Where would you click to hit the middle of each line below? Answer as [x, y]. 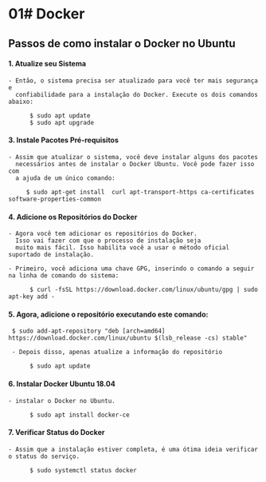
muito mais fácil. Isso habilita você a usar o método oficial [122, 248]
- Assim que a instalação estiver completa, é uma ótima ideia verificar [133, 449]
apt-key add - [32, 297]
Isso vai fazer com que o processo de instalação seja [108, 241]
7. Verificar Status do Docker [57, 432]
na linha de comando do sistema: [64, 276]
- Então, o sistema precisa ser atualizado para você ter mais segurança [133, 81]
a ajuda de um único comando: [65, 178]
